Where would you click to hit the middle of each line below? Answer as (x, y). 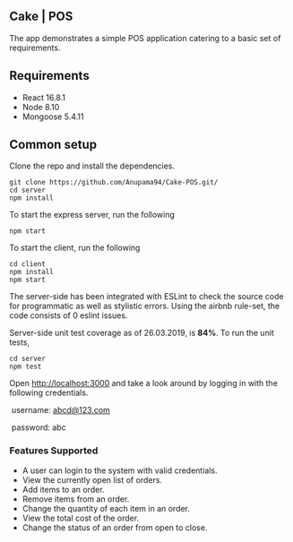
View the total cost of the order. (81, 518)
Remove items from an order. (76, 499)
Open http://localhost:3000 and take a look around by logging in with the (143, 383)
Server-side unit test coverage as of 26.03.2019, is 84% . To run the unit (142, 333)
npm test (26, 367)
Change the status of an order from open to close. (115, 527)
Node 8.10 (41, 107)
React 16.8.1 (43, 97)
